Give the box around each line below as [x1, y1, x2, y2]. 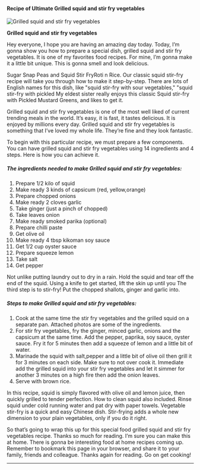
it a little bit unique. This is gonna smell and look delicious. [7, 60, 149, 67]
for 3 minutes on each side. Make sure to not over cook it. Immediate [15, 359, 184, 366]
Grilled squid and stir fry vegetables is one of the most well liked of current [7, 108, 189, 115]
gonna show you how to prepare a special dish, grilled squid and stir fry [7, 48, 182, 55]
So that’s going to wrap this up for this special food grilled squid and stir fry [7, 426, 191, 433]
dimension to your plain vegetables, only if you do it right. [7, 415, 147, 422]
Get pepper [15, 262, 44, 269]
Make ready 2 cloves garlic [15, 199, 82, 206]
